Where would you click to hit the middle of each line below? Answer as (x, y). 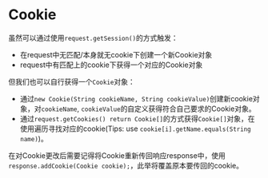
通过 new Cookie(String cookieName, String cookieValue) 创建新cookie (136, 98)
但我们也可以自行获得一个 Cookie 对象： (72, 81)
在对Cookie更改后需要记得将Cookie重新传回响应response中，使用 (117, 155)
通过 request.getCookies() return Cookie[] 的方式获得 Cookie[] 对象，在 (137, 118)
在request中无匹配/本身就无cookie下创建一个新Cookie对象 (116, 54)
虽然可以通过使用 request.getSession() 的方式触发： (93, 38)
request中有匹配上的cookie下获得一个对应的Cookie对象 (111, 65)
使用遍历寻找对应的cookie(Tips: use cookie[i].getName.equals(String (135, 129)
